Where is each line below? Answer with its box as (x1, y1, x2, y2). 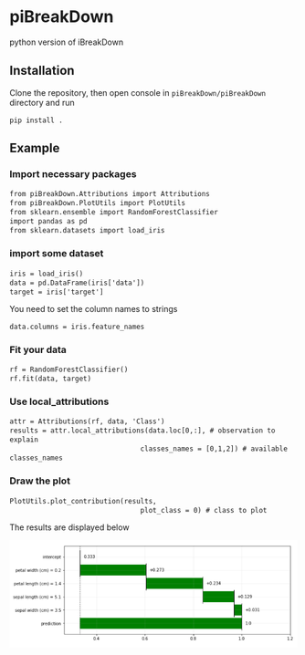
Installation (9, 63, 75, 78)
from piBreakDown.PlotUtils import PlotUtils (9, 199, 185, 208)
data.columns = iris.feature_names (9, 322, 145, 331)
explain (9, 435, 39, 444)
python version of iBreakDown (9, 36, 124, 47)
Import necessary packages (9, 168, 137, 181)
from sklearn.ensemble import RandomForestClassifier (9, 208, 219, 217)
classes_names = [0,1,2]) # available (140, 444, 288, 453)
